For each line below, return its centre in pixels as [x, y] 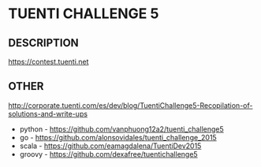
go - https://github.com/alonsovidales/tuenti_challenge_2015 [118, 137]
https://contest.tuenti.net [48, 61]
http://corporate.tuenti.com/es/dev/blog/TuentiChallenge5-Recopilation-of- [130, 105]
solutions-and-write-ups [48, 113]
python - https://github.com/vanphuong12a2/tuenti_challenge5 [122, 129]
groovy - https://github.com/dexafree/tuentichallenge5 [109, 154]
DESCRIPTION [43, 43]
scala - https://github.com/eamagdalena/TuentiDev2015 [110, 146]
